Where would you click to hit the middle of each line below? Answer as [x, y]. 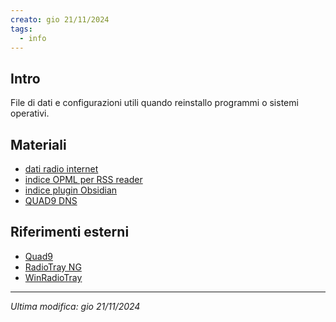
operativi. [30, 113]
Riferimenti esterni [70, 232]
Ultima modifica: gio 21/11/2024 [75, 306]
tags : [21, 29]
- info [33, 38]
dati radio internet [61, 169]
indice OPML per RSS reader [83, 179]
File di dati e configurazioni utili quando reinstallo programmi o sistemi [154, 103]
